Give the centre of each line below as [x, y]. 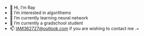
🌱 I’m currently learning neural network [49, 18]
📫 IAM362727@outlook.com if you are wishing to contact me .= [74, 28]
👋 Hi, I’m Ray [22, 8]
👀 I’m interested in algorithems [40, 13]
